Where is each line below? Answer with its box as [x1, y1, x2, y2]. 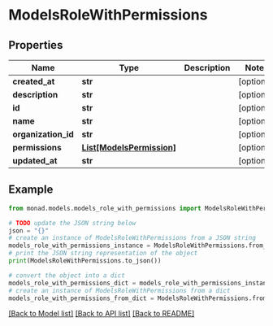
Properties [8, 38, 63, 52]
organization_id [12, 128, 75, 140]
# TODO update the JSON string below [8, 219, 136, 227]
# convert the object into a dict [8, 271, 126, 280]
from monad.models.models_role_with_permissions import [8, 204, 201, 212]
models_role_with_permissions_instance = [8, 241, 151, 250]
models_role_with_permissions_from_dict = [8, 294, 154, 302]
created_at [12, 76, 55, 87]
